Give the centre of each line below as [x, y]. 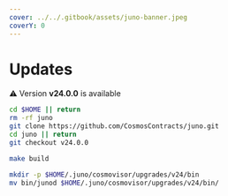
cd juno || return [43, 135]
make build [29, 158]
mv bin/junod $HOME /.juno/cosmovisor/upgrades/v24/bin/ [114, 183]
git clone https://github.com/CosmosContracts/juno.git [114, 126]
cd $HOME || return [45, 110]
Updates [41, 69]
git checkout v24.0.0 [49, 142]
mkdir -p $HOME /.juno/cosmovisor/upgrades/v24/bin [104, 174]
